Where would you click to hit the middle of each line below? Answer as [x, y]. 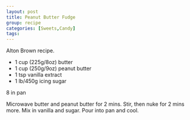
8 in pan [16, 93]
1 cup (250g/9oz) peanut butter [53, 68]
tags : [13, 34]
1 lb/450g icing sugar [41, 81]
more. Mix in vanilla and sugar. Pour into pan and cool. [72, 110]
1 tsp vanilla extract [38, 75]
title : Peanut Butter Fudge [41, 17]
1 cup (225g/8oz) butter [44, 62]
